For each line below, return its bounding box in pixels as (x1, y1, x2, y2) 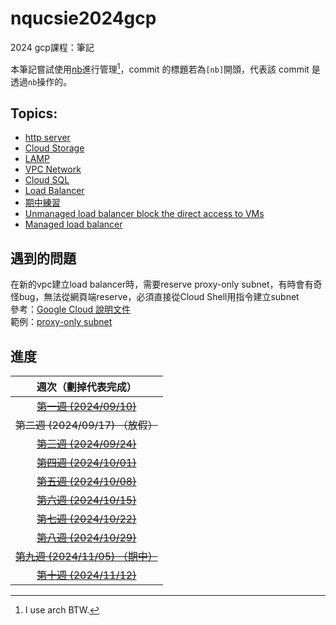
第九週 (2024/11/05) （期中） (15, 550, 158, 564)
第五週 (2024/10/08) (36, 475, 137, 489)
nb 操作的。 (28, 75, 73, 87)
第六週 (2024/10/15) (36, 493, 137, 507)
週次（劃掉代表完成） (36, 380, 137, 394)
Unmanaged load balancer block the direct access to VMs (24, 208, 265, 220)
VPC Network (24, 163, 82, 176)
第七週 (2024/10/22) (36, 512, 137, 526)
